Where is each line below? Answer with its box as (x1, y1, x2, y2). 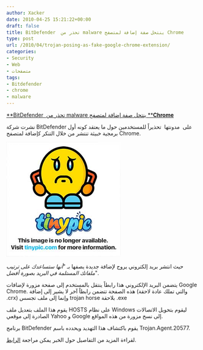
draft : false (6, 23, 40, 29)
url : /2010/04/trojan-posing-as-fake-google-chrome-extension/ (6, 42, 171, 48)
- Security (6, 55, 34, 61)
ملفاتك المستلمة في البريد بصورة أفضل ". (6, 269, 99, 277)
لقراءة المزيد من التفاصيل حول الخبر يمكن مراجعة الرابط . (6, 337, 137, 343)
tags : (6, 74, 20, 81)
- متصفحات (6, 68, 32, 74)
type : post (6, 35, 34, 42)
